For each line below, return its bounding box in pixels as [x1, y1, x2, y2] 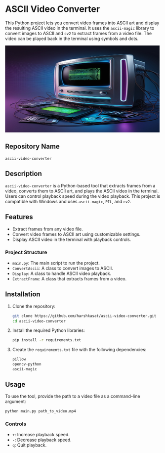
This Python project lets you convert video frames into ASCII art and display [5, 20, 160, 26]
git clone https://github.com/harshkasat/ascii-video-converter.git [12, 313, 157, 318]
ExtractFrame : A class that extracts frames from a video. [12, 275, 127, 281]
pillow [12, 357, 26, 362]
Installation [5, 290, 41, 299]
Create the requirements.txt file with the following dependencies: [12, 347, 147, 353]
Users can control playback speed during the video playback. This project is [5, 193, 161, 199]
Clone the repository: [12, 303, 56, 309]
